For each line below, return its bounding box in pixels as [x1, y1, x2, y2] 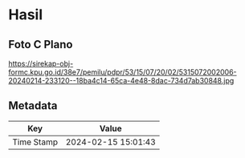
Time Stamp [12, 136, 59, 148]
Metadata [8, 99, 58, 113]
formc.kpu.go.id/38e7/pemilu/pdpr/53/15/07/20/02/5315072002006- [8, 67, 237, 77]
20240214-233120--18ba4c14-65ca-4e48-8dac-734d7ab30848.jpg [8, 76, 235, 85]
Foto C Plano [8, 38, 73, 51]
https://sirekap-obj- [8, 59, 74, 68]
